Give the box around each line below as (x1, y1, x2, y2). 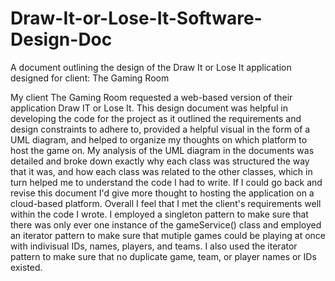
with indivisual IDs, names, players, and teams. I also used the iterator (10, 240, 298, 252)
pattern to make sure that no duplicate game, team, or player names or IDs (10, 250, 317, 262)
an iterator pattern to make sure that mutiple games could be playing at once (10, 229, 327, 241)
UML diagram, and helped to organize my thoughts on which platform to (10, 133, 308, 146)
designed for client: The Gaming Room (10, 72, 170, 84)
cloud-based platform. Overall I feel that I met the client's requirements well (10, 197, 322, 209)
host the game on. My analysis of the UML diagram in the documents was (10, 144, 315, 156)
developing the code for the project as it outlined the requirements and (10, 112, 302, 124)
